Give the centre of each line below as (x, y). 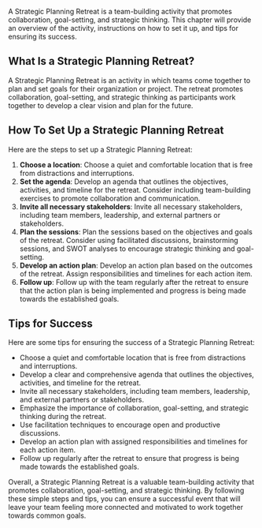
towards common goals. (47, 515)
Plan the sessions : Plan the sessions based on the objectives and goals (136, 231)
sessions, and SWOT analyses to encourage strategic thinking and (127, 249)
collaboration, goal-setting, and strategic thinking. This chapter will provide (130, 20)
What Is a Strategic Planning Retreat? (101, 61)
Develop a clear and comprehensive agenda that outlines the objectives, (137, 375)
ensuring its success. (42, 36)
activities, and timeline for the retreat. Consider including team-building (135, 189)
